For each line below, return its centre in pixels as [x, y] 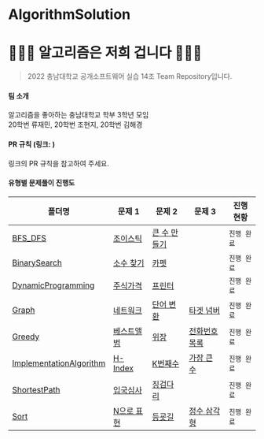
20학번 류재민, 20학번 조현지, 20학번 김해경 [75, 125]
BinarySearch [37, 262]
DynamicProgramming [53, 285]
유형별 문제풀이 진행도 [42, 183]
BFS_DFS [29, 238]
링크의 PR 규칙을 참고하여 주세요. [59, 163]
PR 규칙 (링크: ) [31, 144]
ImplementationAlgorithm [59, 363]
